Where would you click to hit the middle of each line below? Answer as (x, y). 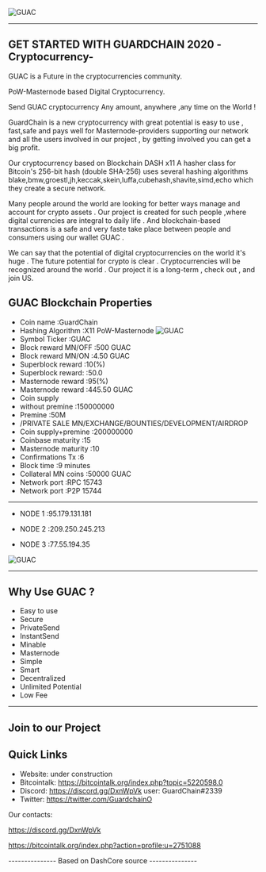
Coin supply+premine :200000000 (76, 432)
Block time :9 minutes (55, 465)
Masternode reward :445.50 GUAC (76, 390)
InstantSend (39, 636)
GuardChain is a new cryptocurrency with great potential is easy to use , (126, 122)
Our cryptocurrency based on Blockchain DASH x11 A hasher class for (122, 163)
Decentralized (42, 678)
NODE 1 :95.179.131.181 (56, 513)
